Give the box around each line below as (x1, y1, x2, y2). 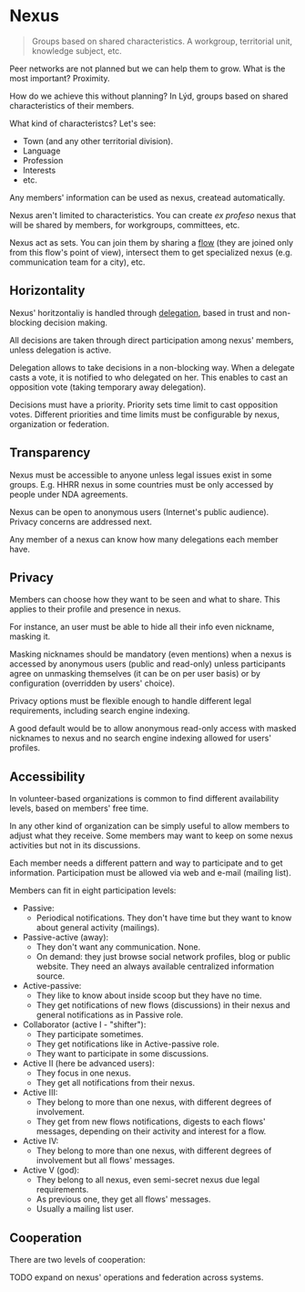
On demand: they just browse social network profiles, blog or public (36, 951, 291, 962)
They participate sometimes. (36, 1029, 144, 1040)
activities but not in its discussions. (9, 840, 141, 851)
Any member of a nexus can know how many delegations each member (9, 533, 280, 544)
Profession (22, 154, 64, 165)
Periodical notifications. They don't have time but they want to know (36, 912, 292, 923)
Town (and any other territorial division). (22, 135, 174, 146)
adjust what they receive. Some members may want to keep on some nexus (9, 830, 293, 841)
